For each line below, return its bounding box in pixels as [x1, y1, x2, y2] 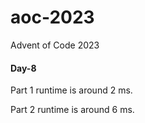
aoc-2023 [10, 6, 95, 29]
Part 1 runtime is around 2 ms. [10, 84, 133, 96]
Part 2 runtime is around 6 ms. [10, 104, 135, 116]
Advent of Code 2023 [10, 39, 100, 51]
